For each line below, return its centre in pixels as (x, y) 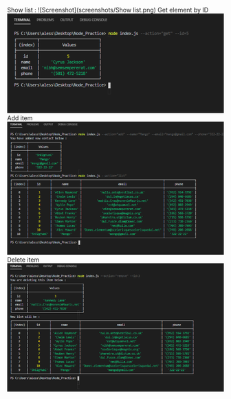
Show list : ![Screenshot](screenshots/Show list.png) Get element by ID (108, 10)
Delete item (23, 260)
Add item (20, 118)
